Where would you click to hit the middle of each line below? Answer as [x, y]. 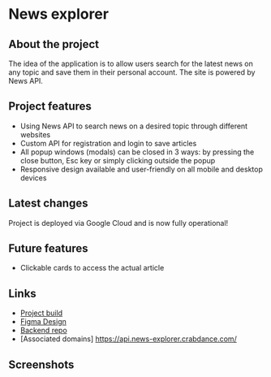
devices [33, 178]
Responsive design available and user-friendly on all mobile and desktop [142, 169]
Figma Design [43, 322]
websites [35, 134]
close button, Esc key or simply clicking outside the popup [118, 160]
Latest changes [48, 204]
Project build [41, 313]
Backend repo [43, 331]
